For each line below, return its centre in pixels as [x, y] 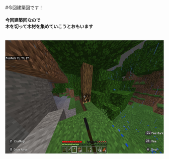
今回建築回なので [23, 20]
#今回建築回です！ [24, 8]
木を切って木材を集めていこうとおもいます [49, 26]
